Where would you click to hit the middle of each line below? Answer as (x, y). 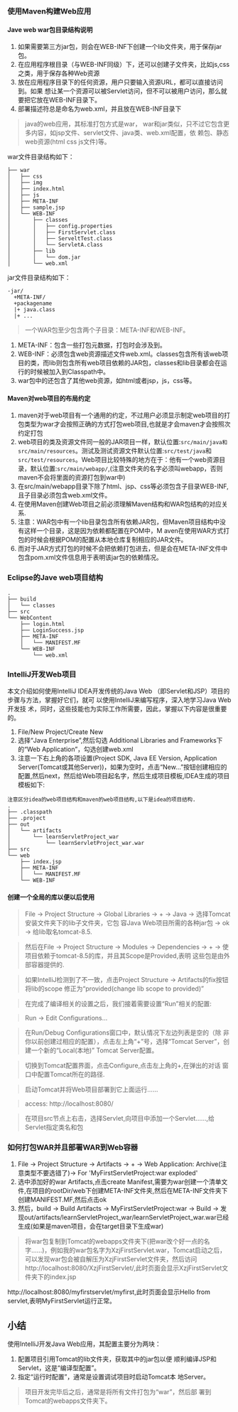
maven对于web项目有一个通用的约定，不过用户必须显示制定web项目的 (121, 415)
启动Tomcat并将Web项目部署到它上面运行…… (91, 1089)
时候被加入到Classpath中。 (70, 372)
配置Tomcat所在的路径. (71, 1074)
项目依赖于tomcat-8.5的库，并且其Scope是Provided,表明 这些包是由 (124, 956)
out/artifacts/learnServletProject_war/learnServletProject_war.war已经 (126, 1217)
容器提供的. (48, 965)
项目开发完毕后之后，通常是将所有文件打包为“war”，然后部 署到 (118, 1392)
